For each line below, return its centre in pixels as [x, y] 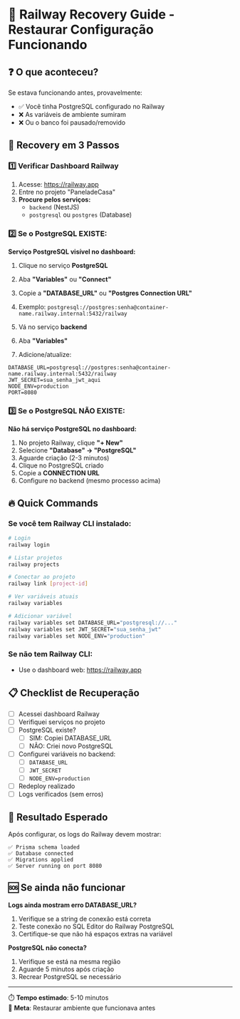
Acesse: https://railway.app [58, 184]
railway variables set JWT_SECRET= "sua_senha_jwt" [85, 629]
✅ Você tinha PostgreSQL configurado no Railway [92, 107]
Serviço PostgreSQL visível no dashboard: [72, 252]
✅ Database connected [41, 854]
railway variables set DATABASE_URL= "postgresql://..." [93, 623]
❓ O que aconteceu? [53, 72]
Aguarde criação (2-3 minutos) [64, 458]
